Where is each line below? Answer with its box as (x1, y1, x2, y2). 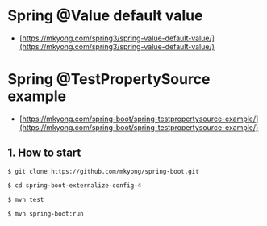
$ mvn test (7, 195, 44, 203)
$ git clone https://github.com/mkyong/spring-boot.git (7, 167, 199, 175)
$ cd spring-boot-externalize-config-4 (7, 181, 142, 190)
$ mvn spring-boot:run (7, 209, 84, 218)
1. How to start (7, 146, 81, 160)
